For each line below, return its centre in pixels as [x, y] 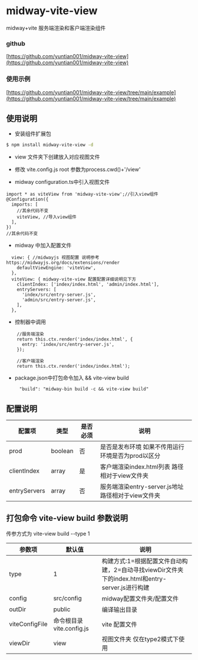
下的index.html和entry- [134, 579]
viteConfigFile [29, 624]
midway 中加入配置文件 [43, 245]
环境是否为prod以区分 [130, 456]
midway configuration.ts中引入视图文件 [62, 182]
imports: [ [25, 204]
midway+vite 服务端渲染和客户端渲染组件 [56, 28]
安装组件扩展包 [33, 134]
